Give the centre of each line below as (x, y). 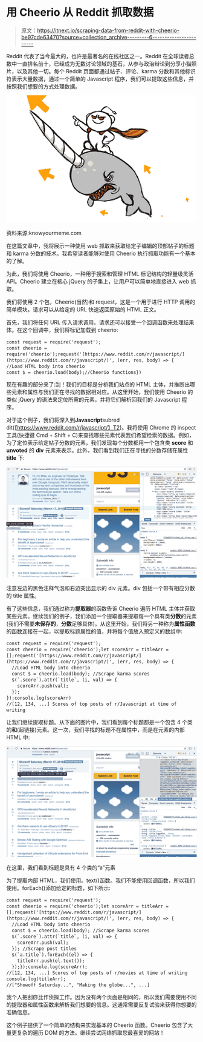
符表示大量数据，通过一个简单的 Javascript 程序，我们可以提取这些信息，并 (100, 79)
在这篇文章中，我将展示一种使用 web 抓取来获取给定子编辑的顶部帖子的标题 (100, 245)
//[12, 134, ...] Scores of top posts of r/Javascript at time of (92, 704)
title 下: (16, 457)
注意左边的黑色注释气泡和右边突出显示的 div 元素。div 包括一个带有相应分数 (101, 588)
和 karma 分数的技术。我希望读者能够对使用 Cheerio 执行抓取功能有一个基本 (101, 253)
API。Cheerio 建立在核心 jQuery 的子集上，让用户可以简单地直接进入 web (98, 281)
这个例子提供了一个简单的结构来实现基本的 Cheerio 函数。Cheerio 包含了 (97, 1025)
